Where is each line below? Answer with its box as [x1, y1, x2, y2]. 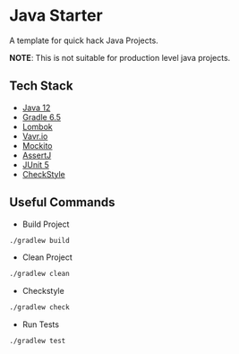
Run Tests [21, 319, 60, 330]
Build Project [21, 219, 70, 229]
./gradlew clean [9, 270, 70, 279]
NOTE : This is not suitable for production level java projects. [9, 52, 231, 63]
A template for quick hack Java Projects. [9, 35, 158, 46]
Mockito [21, 140, 53, 151]
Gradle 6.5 [21, 111, 61, 122]
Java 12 [21, 102, 51, 113]
